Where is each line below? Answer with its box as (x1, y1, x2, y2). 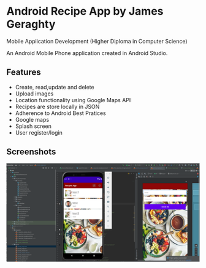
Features (6, 67, 41, 78)
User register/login (15, 128, 63, 136)
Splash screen (15, 122, 52, 130)
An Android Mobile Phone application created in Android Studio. (6, 49, 168, 56)
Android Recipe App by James (6, 4, 164, 18)
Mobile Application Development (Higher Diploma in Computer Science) (6, 37, 188, 45)
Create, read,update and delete (15, 83, 94, 91)
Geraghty (6, 17, 56, 31)
